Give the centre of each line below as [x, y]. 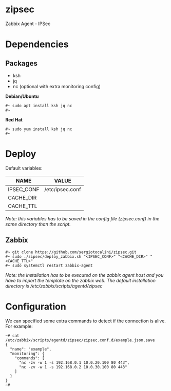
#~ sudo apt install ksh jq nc [39, 106]
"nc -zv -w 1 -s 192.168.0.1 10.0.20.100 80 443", [74, 362]
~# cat [12, 336]
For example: [19, 326]
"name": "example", [31, 349]
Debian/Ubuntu [22, 96]
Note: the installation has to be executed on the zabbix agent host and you [84, 275]
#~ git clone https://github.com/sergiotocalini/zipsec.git [71, 252]
